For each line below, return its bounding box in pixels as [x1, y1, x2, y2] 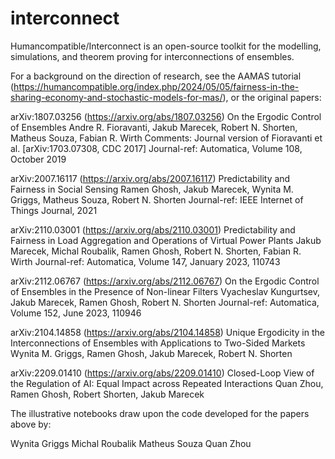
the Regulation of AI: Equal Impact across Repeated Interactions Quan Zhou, [10, 377, 324, 389]
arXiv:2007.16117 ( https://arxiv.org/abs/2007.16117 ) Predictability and [10, 172, 291, 184]
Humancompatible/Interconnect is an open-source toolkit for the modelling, [10, 40, 322, 52]
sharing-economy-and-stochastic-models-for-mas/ [10, 91, 223, 103]
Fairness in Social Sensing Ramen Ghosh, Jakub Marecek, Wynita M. [10, 183, 294, 195]
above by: [10, 418, 52, 430]
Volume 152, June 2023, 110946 [10, 307, 142, 319]
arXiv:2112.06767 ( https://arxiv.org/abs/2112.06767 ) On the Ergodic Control [10, 275, 320, 287]
